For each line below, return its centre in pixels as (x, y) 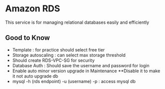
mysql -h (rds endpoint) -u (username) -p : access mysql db (74, 81)
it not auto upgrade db (35, 76)
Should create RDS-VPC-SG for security (53, 60)
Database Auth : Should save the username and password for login (81, 65)
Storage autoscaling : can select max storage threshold (69, 55)
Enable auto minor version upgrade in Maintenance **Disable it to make (86, 71)
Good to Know (28, 38)
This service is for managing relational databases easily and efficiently (77, 22)
